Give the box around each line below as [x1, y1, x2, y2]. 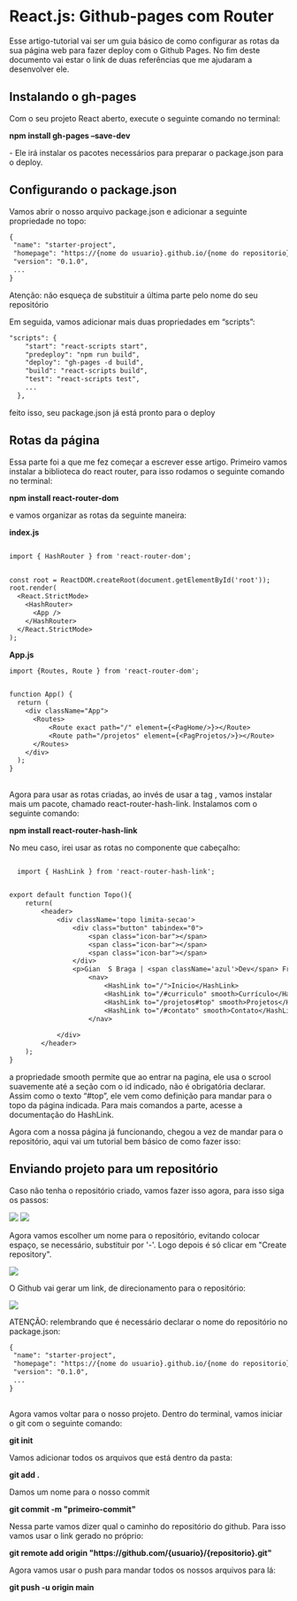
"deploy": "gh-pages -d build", [25, 358, 144, 367]
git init [9, 1435, 34, 1446]
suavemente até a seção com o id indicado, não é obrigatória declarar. [9, 1081, 266, 1091]
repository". [9, 1248, 52, 1260]
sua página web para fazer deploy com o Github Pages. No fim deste [9, 44, 261, 55]
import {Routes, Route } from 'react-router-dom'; [9, 667, 200, 676]
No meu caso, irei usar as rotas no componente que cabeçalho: [9, 842, 240, 853]
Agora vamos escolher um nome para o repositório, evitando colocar [9, 1230, 261, 1240]
